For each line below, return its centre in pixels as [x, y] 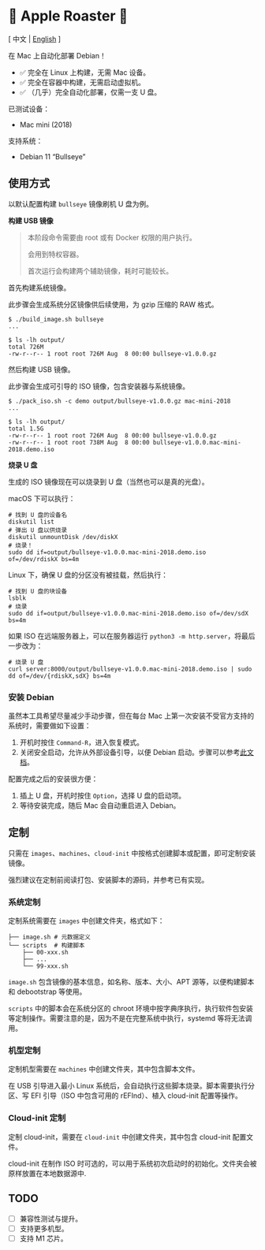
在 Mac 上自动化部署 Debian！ [57, 55]
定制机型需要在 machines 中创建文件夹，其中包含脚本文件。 [104, 1069]
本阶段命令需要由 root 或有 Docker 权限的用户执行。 [112, 237]
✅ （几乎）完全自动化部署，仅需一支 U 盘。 [90, 92]
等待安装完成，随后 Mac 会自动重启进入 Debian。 [100, 805]
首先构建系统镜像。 [39, 288]
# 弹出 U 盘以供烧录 [38, 530]
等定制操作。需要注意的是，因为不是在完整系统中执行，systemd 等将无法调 [130, 1018]
